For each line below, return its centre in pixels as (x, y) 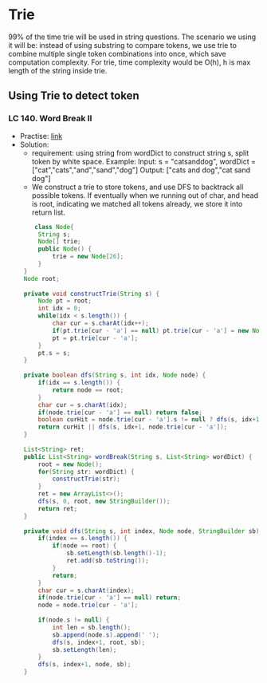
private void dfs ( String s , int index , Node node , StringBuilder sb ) (141, 531)
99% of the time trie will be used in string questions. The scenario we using (132, 37)
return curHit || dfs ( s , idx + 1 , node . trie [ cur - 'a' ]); (133, 427)
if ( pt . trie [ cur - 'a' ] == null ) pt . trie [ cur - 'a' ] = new (151, 330)
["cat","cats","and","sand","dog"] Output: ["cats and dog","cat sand (141, 170)
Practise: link (41, 136)
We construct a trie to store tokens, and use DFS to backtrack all (137, 187)
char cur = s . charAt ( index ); (86, 590)
